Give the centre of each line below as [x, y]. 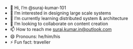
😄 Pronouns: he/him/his [35, 36]
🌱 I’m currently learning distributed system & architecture [69, 18]
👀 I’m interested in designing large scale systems [60, 13]
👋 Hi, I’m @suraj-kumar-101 [38, 8]
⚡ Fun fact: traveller [30, 42]
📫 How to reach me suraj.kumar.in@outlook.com [61, 29]
